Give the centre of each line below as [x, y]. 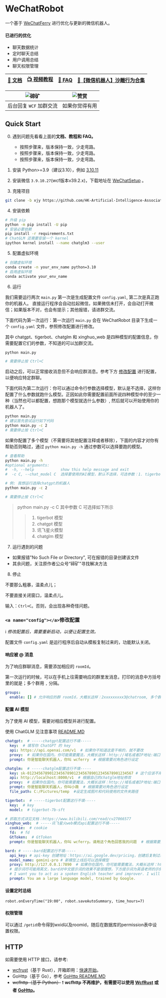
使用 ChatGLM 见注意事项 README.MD [45, 732]
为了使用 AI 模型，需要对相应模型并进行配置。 [52, 721]
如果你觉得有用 [80, 106]
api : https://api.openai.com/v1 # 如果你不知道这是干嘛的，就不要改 [77, 751]
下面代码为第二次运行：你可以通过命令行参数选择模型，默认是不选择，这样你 [83, 388]
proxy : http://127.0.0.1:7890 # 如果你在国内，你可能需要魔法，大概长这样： [84, 865]
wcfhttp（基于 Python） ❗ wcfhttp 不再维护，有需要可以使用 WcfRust [83, 983]
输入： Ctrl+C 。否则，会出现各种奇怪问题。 [49, 606]
